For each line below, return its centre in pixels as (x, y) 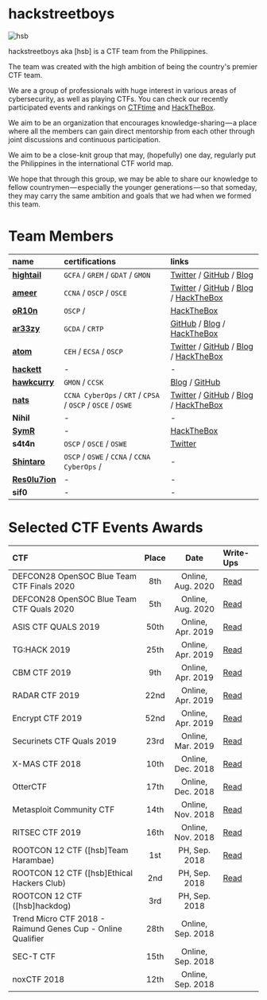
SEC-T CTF (34, 956)
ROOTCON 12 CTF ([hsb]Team (70, 850)
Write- (236, 553)
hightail (27, 275)
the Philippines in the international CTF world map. (91, 163)
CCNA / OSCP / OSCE (95, 292)
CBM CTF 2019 (42, 672)
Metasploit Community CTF (64, 809)
